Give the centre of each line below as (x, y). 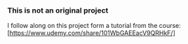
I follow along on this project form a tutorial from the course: (94, 26)
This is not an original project (58, 10)
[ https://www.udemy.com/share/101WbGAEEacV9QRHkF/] (91, 33)
